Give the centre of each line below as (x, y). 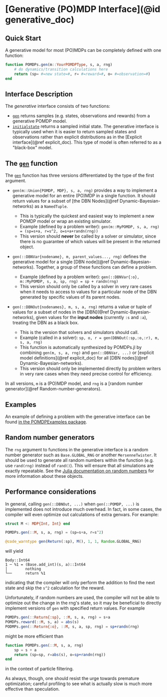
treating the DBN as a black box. (45, 323)
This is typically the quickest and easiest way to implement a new (87, 216)
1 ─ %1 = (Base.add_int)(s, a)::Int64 (45, 565)
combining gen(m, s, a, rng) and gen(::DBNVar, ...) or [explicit (87, 352)
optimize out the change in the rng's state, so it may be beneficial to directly (83, 603)
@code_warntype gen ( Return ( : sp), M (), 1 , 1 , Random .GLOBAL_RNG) (73, 542)
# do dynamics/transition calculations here (61, 69)
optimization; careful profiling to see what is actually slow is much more (79, 684)
